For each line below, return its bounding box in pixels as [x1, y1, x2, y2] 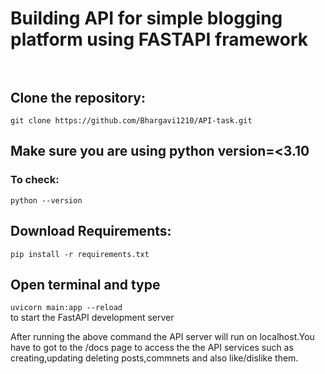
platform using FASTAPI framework [10, 28, 308, 51]
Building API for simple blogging [10, 7, 283, 30]
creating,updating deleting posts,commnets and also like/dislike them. [10, 352, 299, 364]
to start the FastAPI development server [10, 312, 175, 324]
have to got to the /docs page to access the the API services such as [10, 342, 294, 354]
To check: [10, 173, 60, 187]
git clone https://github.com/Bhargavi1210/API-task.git [10, 116, 253, 126]
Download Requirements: [10, 223, 172, 240]
